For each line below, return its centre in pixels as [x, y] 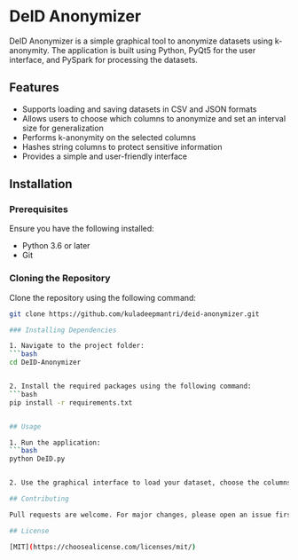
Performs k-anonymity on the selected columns [109, 137]
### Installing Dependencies [63, 330]
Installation [41, 184]
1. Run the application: [55, 442]
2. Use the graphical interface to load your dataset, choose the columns [150, 483]
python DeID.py [37, 459]
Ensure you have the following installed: [82, 229]
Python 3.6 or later [56, 246]
